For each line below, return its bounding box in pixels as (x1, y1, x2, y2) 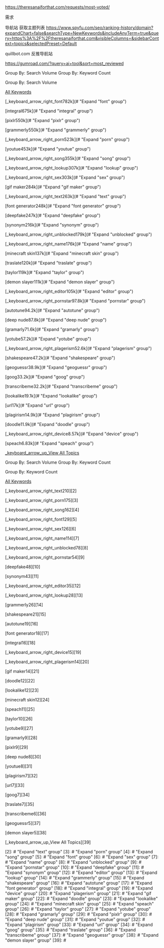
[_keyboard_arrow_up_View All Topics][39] (5, 839, 91, 845)
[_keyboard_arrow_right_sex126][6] (5, 526, 76, 531)
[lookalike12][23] (5, 687, 39, 693)
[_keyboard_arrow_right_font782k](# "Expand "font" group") (5, 99, 127, 104)
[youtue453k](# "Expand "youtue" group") (5, 146, 91, 151)
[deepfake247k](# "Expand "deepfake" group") (5, 213, 101, 218)
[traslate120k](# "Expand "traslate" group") (5, 260, 92, 266)
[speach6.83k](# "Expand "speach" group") (5, 441, 94, 446)
